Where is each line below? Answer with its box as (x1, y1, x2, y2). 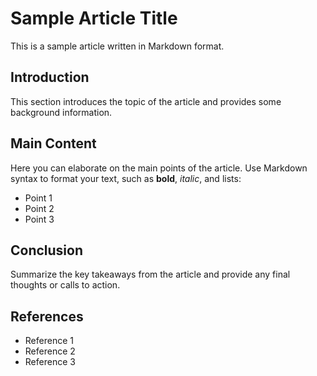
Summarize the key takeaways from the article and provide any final (10, 268, 291, 281)
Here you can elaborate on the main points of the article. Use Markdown (10, 162, 308, 174)
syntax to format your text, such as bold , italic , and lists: (10, 172, 242, 184)
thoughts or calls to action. (10, 279, 121, 291)
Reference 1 (24, 335, 74, 347)
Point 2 (24, 202, 55, 214)
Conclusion (10, 242, 84, 259)
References (10, 308, 84, 325)
